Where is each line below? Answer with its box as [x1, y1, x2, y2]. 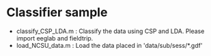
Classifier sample [6, 5, 108, 20]
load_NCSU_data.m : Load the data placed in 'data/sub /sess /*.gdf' [16, 41, 203, 49]
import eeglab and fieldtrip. [16, 34, 94, 42]
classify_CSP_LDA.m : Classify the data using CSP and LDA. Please [16, 27, 205, 35]
